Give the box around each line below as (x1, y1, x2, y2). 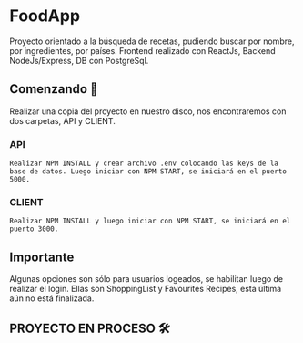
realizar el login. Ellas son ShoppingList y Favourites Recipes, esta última (9, 284, 282, 295)
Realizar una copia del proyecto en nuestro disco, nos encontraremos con (9, 106, 287, 117)
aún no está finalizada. (9, 293, 95, 304)
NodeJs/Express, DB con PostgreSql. (9, 55, 149, 66)
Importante (9, 249, 75, 265)
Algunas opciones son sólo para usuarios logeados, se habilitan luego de (9, 274, 284, 285)
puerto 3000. (9, 224, 59, 234)
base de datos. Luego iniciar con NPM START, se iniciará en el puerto (9, 167, 287, 176)
